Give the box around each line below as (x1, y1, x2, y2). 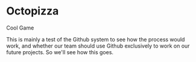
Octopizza (6, 4, 59, 18)
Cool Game (6, 24, 34, 31)
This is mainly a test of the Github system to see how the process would (6, 36, 185, 43)
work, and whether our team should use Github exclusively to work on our (6, 42, 190, 49)
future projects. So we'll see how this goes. (6, 48, 113, 55)
